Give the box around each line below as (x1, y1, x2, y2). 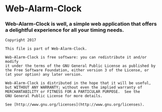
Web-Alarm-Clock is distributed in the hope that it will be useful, (5, 81, 152, 86)
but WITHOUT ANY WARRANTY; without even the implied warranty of (5, 85, 142, 90)
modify (5, 59, 19, 64)
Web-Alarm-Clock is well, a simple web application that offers (5, 21, 157, 28)
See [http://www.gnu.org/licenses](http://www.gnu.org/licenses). (5, 102, 145, 107)
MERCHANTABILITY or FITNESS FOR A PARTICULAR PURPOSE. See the (5, 89, 140, 94)
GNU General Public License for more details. (5, 94, 103, 99)
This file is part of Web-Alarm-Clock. (5, 46, 87, 52)
